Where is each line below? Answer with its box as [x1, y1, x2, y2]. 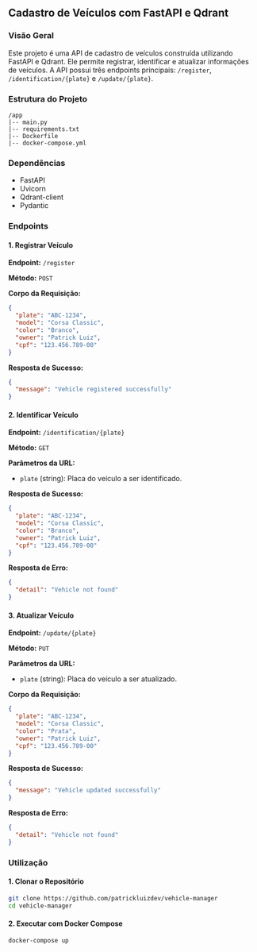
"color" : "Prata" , [15, 727, 77, 735]
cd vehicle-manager [8, 901, 73, 910]
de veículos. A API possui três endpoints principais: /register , [8, 65, 212, 75]
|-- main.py [8, 118, 48, 126]
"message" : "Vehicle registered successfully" [15, 385, 172, 394]
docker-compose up [8, 936, 69, 944]
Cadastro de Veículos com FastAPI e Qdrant [8, 6, 228, 20]
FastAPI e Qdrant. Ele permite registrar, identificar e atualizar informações [8, 56, 250, 66]
